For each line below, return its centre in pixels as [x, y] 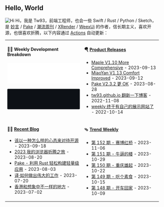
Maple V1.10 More [110, 62]
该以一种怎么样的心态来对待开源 [47, 140]
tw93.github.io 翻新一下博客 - [121, 95]
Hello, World [24, 8]
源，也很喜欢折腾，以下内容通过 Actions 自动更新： [57, 33]
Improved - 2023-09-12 [117, 78]
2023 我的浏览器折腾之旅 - [42, 152]
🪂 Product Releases [105, 50]
